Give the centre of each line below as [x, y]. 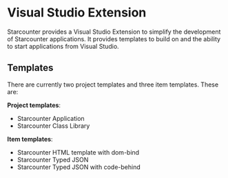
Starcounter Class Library [53, 126]
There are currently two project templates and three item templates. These [113, 85]
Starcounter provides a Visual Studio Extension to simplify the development [114, 32]
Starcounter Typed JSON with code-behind [79, 167]
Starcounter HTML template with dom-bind [78, 152]
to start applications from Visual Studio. [63, 46]
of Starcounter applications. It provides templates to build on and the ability [114, 38]
